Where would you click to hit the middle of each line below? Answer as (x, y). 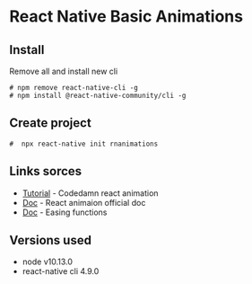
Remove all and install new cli (64, 71)
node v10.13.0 (48, 262)
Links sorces (46, 171)
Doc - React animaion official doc (84, 202)
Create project (50, 123)
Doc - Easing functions (65, 212)
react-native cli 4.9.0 (61, 271)
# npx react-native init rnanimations (84, 144)
